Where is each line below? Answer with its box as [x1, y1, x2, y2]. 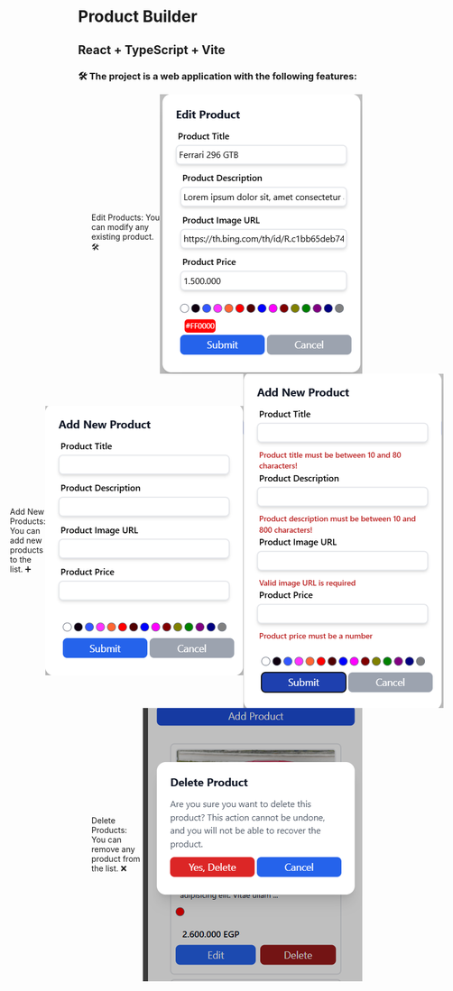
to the [9, 555, 32, 565]
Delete [90, 814, 116, 826]
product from [90, 853, 141, 864]
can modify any [90, 222, 150, 233]
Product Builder [78, 6, 198, 27]
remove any [90, 843, 135, 854]
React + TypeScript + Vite [78, 42, 226, 58]
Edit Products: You [90, 212, 161, 223]
